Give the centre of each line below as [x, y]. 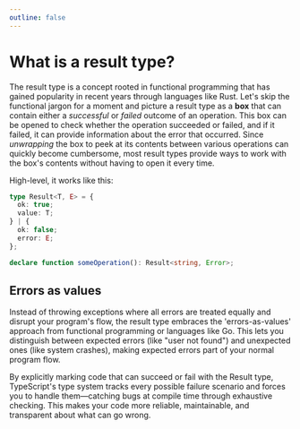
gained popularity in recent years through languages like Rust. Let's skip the [150, 96]
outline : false [38, 17]
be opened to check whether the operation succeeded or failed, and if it [142, 124]
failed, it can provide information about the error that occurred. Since [137, 134]
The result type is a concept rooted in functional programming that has [140, 87]
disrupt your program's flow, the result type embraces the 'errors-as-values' [150, 322]
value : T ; [35, 213]
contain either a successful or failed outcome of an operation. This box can [148, 115]
